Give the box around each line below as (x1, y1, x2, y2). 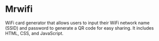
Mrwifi (5, 3, 33, 15)
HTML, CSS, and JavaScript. (5, 30, 64, 36)
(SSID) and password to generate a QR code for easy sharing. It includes (5, 25, 154, 31)
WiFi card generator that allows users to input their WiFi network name (5, 20, 150, 26)
